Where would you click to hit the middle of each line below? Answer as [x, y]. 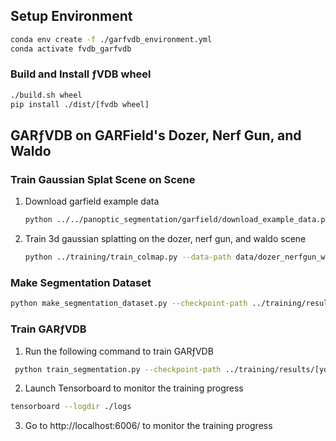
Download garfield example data [92, 201]
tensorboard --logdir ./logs [71, 407]
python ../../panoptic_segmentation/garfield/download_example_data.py [177, 220]
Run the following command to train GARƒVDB [119, 351]
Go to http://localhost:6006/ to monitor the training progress [148, 426]
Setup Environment [71, 16]
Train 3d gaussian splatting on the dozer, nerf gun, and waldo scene [165, 239]
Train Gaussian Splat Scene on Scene [103, 179]
